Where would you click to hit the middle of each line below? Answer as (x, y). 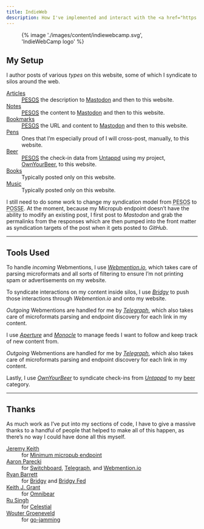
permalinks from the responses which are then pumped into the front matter (101, 221)
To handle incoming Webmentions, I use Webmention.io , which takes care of (102, 268)
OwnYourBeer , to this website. (59, 164)
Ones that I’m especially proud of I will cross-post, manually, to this (105, 139)
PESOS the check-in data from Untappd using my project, (93, 158)
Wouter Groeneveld (31, 513)
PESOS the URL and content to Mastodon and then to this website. (105, 126)
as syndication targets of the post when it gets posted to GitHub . (87, 228)
